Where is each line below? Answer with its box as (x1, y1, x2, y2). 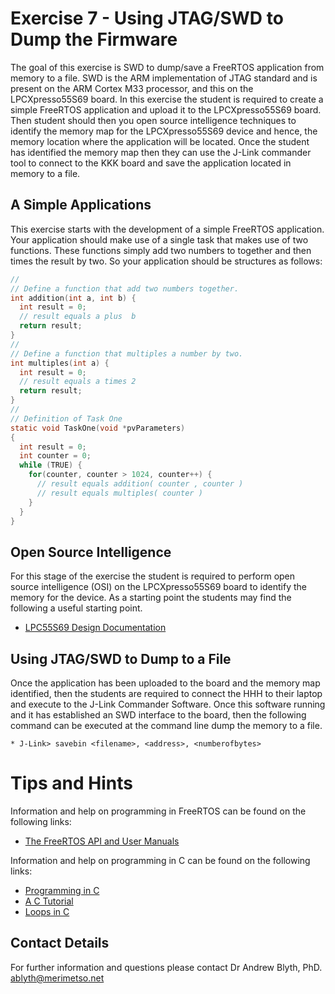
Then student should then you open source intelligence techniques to (10, 114, 297, 126)
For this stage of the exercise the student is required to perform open (10, 570, 296, 582)
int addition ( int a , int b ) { (10, 293, 137, 303)
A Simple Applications (10, 197, 152, 214)
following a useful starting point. (10, 602, 143, 614)
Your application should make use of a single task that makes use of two (10, 233, 309, 246)
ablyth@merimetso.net (10, 972, 105, 984)
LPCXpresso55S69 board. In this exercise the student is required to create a (10, 93, 324, 105)
